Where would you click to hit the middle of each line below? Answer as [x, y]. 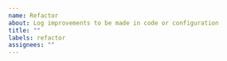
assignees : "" [32, 45]
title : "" [25, 30]
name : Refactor [33, 15]
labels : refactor [37, 38]
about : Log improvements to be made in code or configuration [113, 23]
